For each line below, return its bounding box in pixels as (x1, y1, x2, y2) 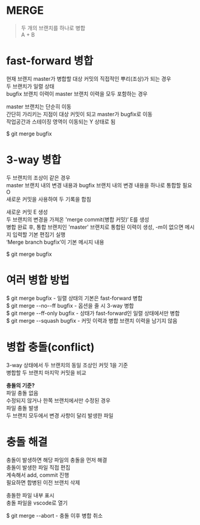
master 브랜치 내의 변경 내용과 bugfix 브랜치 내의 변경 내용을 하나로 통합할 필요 (6, 181, 192, 188)
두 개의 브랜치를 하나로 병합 (20, 24, 86, 31)
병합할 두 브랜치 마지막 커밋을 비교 (6, 368, 86, 376)
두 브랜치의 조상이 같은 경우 (6, 174, 71, 181)
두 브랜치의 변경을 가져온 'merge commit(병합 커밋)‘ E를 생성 (6, 216, 150, 223)
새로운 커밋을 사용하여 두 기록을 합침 (6, 195, 91, 202)
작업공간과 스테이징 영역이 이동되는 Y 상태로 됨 (6, 118, 116, 125)
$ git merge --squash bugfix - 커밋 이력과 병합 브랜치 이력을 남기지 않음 (6, 317, 178, 324)
